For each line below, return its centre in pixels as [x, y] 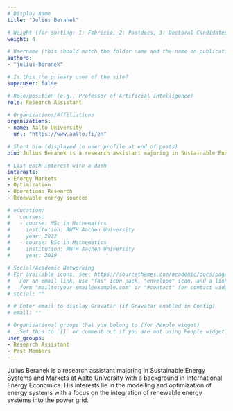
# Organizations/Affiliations [51, 115]
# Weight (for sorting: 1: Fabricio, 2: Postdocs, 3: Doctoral [101, 33]
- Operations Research [40, 191]
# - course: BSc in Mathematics [57, 243]
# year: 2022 [32, 236]
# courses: [26, 217]
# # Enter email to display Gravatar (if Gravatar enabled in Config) [111, 306]
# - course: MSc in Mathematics [57, 223]
